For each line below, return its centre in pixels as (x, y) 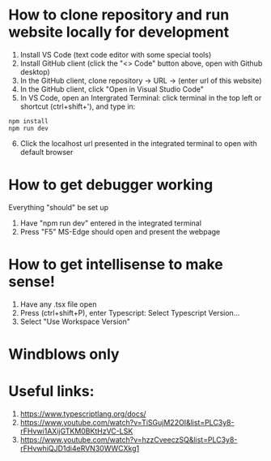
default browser (47, 152)
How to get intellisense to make (116, 265)
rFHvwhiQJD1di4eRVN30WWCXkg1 (80, 448)
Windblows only (64, 354)
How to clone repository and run (119, 15)
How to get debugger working (111, 185)
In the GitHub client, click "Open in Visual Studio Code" (112, 89)
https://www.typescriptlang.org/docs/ (83, 414)
